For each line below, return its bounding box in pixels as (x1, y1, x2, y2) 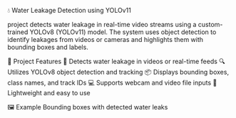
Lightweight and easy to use (7, 89, 91, 97)
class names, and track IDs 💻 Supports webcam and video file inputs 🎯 (7, 78, 217, 87)
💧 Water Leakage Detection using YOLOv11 (7, 6, 132, 14)
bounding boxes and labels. (7, 43, 89, 51)
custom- (197, 21, 223, 28)
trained (7, 28, 29, 36)
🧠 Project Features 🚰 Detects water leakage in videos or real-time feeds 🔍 (7, 57, 226, 65)
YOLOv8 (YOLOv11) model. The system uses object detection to (29, 28, 217, 36)
